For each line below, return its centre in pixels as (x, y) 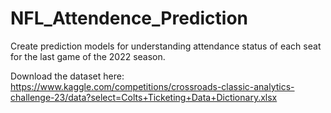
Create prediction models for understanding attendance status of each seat (166, 46)
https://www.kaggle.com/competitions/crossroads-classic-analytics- (152, 86)
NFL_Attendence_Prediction (129, 18)
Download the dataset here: (67, 76)
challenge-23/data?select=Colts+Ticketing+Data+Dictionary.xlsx (144, 97)
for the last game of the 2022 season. (88, 56)
